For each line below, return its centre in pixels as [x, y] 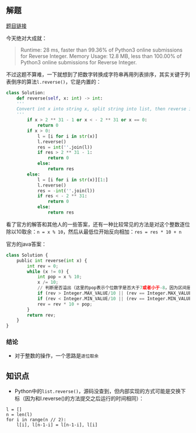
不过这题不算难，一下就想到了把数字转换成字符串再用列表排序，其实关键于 [95, 74]
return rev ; [42, 315]
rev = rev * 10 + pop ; [65, 304]
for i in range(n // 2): [36, 420]
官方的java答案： [26, 244]
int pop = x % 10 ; [60, 277]
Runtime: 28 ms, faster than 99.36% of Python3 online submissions [101, 50]
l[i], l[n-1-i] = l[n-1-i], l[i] [57, 425]
